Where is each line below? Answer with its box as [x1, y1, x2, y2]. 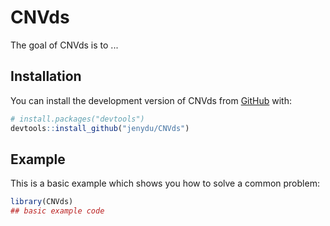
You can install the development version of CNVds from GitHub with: [10, 94, 292, 106]
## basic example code [10, 206, 105, 216]
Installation [10, 68, 82, 85]
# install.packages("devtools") [10, 114, 145, 124]
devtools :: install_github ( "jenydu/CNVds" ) [10, 123, 190, 133]
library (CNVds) [10, 197, 74, 207]
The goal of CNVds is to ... [10, 39, 119, 51]
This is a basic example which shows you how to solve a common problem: [10, 177, 320, 190]
